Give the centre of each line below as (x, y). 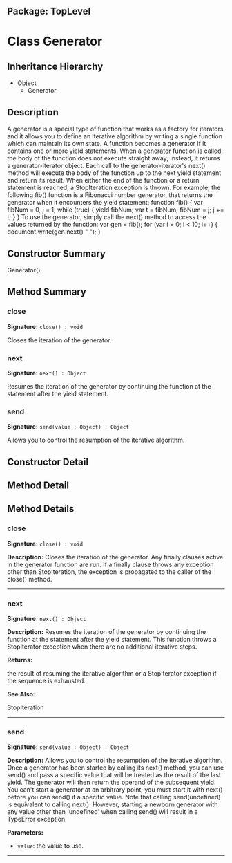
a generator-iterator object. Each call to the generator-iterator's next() (106, 166)
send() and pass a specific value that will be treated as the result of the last (114, 775)
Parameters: (25, 833)
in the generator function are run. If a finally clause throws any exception (110, 564)
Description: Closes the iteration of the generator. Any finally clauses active (115, 557)
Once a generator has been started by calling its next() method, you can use (116, 768)
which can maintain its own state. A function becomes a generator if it (107, 144)
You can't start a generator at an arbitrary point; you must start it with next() (115, 790)
